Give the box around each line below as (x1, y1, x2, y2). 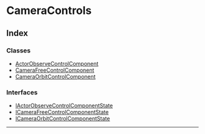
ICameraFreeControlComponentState (15, 108, 109, 116)
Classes (6, 46, 31, 55)
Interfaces (6, 88, 38, 96)
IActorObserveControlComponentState (15, 102, 113, 110)
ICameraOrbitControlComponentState (15, 115, 110, 122)
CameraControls (6, 4, 92, 18)
